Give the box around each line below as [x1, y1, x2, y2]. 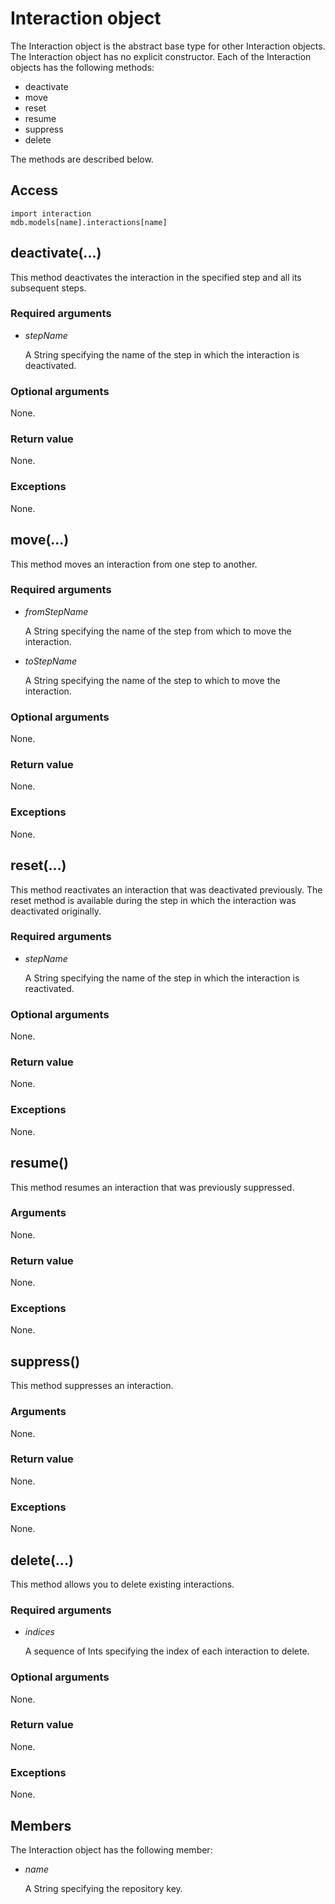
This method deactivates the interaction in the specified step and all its [10, 271, 302, 283]
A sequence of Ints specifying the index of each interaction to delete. [24, 1645, 310, 1657]
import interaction [10, 208, 92, 219]
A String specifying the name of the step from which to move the [24, 625, 292, 637]
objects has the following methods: [10, 61, 155, 73]
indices [24, 1626, 55, 1638]
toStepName [24, 655, 78, 667]
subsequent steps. [10, 282, 87, 294]
